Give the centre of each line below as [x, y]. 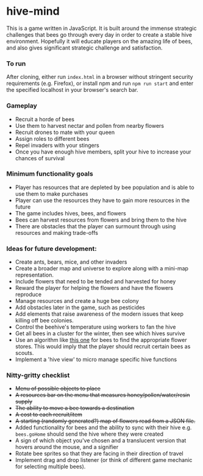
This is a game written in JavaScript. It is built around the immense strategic [101, 28]
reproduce [28, 294]
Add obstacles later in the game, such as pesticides [80, 308]
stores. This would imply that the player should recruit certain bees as [103, 346]
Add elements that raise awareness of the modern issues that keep [99, 314]
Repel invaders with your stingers [57, 145]
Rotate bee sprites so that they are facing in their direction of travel [99, 453]
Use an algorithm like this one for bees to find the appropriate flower [101, 340]
